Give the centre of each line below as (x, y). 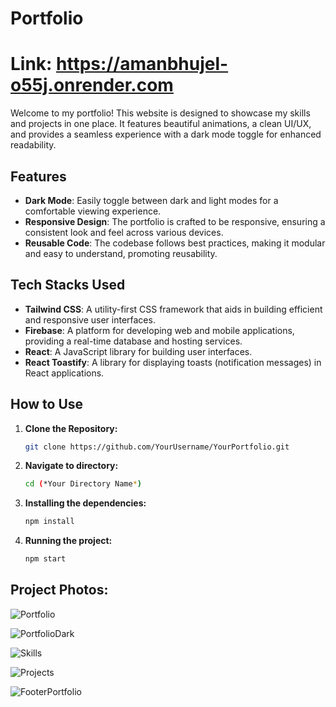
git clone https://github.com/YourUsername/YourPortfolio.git (157, 447)
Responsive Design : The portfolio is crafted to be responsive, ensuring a (175, 221)
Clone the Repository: (71, 428)
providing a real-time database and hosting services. (133, 341)
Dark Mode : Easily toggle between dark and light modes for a (151, 200)
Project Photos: (59, 590)
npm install (49, 522)
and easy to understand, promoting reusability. (121, 253)
